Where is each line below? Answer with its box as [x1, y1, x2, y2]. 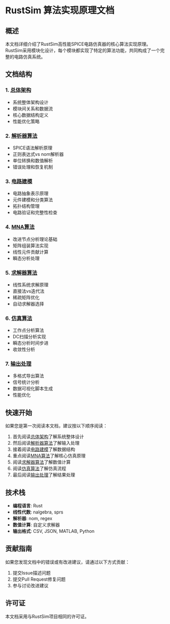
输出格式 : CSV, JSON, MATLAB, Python [12, 528, 95, 534]
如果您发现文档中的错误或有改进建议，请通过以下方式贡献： [5, 559, 130, 565]
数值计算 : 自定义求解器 [12, 522, 60, 528]
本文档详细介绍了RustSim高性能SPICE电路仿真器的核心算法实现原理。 [5, 41, 151, 47]
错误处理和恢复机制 [12, 164, 53, 170]
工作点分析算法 [12, 327, 44, 334]
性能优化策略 [12, 118, 40, 124]
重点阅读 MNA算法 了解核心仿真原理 [12, 453, 86, 459]
